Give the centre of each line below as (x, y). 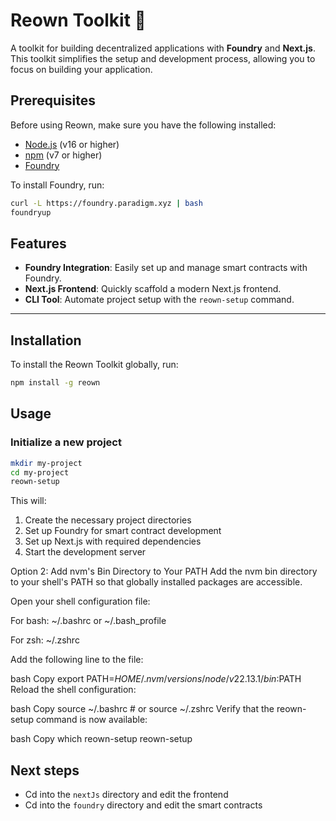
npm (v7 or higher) (63, 155)
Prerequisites (53, 100)
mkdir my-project (46, 463)
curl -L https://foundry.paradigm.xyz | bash (106, 203)
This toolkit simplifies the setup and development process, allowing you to (163, 58)
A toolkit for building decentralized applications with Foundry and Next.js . (163, 48)
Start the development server (85, 552)
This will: (28, 501)
